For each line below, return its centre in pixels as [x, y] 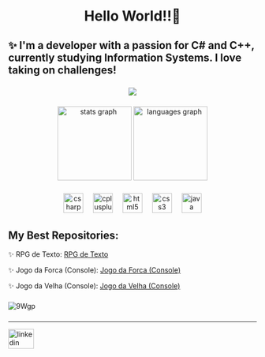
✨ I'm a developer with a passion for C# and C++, [131, 45]
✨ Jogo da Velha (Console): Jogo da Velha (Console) [94, 286]
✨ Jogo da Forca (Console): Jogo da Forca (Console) [95, 270]
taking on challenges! [62, 70]
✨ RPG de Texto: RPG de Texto [58, 254]
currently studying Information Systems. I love [125, 57]
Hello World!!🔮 [132, 16]
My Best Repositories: [63, 235]
